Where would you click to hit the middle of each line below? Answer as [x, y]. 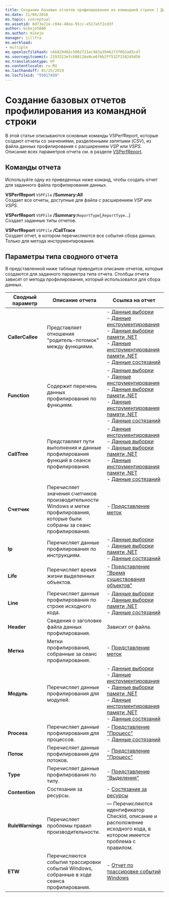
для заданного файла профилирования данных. [56, 185]
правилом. [120, 848]
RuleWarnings [25, 826]
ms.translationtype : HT [30, 61]
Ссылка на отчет [134, 300]
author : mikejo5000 [26, 29]
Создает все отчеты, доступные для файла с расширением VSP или [78, 200]
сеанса [56, 881]
